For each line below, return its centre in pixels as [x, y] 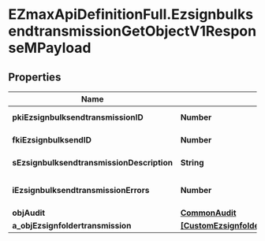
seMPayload [50, 48]
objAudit [29, 213]
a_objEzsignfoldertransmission [72, 226]
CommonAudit [208, 213]
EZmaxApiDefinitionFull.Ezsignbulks [131, 15]
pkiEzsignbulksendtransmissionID [78, 117]
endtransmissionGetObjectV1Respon [132, 31]
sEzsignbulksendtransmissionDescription [93, 163]
